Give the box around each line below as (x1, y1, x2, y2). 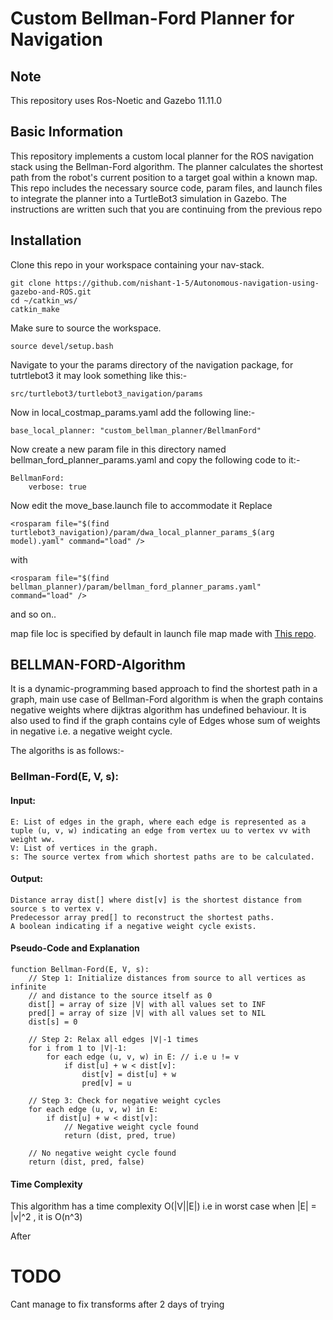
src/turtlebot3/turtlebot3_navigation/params (10, 388, 203, 399)
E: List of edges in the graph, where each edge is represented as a (10, 817, 307, 827)
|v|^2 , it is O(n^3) (10, 1211, 83, 1223)
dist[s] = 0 (28, 1017, 78, 1027)
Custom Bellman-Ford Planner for (10, 7, 295, 30)
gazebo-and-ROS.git (10, 287, 92, 297)
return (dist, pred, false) (28, 1157, 145, 1167)
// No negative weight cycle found (28, 1148, 177, 1158)
